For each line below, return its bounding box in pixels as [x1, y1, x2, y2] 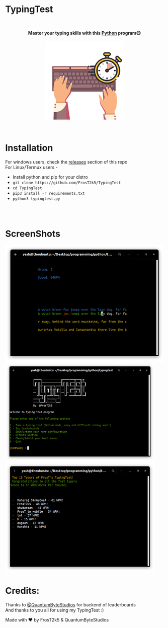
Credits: [5, 585, 40, 597]
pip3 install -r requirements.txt [12, 191, 85, 196]
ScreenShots [5, 228, 60, 240]
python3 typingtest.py [12, 196, 60, 201]
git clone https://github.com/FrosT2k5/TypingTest [12, 180, 121, 185]
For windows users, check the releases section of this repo [5, 159, 128, 165]
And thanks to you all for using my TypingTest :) [5, 607, 104, 613]
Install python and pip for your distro [12, 174, 88, 180]
